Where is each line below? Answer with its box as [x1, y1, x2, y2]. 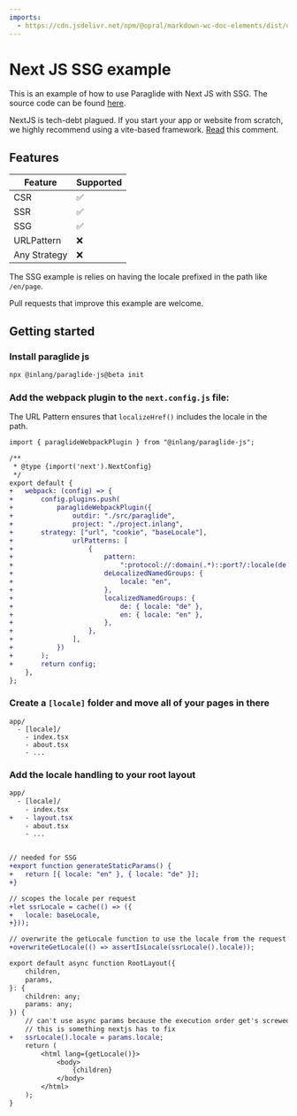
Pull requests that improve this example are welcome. [9, 298, 204, 309]
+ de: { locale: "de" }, [9, 602, 203, 611]
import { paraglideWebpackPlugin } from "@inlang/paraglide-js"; [9, 438, 255, 447]
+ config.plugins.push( [9, 495, 121, 504]
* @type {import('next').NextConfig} [12, 462, 152, 471]
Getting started [9, 324, 95, 339]
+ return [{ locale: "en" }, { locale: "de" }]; [9, 870, 200, 879]
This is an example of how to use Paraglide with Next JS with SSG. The [9, 89, 268, 99]
